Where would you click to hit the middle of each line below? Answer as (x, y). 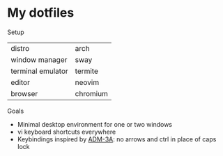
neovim (87, 82)
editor (20, 82)
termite (87, 71)
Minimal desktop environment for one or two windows (95, 124)
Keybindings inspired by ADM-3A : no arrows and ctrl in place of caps (117, 139)
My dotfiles (41, 13)
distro (20, 48)
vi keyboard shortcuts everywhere (67, 132)
